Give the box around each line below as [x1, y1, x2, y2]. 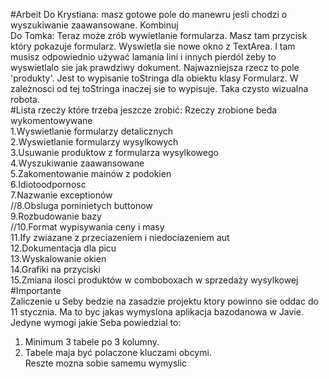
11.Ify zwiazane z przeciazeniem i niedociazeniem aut [10, 232, 230, 243]
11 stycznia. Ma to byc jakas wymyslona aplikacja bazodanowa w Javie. [10, 306, 304, 318]
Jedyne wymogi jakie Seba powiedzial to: [10, 317, 182, 328]
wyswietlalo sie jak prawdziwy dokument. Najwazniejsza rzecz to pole [10, 62, 300, 73]
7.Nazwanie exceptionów [10, 189, 113, 201]
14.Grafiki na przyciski [10, 264, 101, 275]
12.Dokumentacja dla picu [10, 242, 117, 254]
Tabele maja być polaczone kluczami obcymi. [24, 347, 212, 358]
